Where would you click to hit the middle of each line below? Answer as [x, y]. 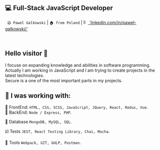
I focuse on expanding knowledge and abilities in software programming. [78, 65]
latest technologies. [25, 75]
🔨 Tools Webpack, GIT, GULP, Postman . [43, 143]
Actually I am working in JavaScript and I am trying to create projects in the [80, 70]
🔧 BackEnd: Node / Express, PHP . [38, 112]
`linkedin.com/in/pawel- [113, 22]
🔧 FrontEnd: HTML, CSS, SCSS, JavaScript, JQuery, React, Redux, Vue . [77, 107]
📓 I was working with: [38, 96]
